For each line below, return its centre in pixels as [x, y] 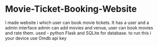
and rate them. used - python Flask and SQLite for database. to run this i [78, 33]
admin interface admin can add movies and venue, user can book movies [79, 27]
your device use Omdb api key [36, 38]
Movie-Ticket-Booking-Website [71, 9]
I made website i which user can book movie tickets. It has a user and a [77, 23]
